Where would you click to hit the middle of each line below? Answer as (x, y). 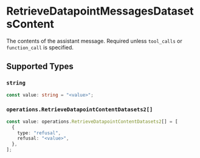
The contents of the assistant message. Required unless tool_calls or (94, 41)
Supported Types (40, 67)
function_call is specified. (40, 47)
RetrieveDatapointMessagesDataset (100, 11)
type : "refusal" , (39, 133)
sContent (30, 24)
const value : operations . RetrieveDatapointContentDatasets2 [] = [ (92, 122)
